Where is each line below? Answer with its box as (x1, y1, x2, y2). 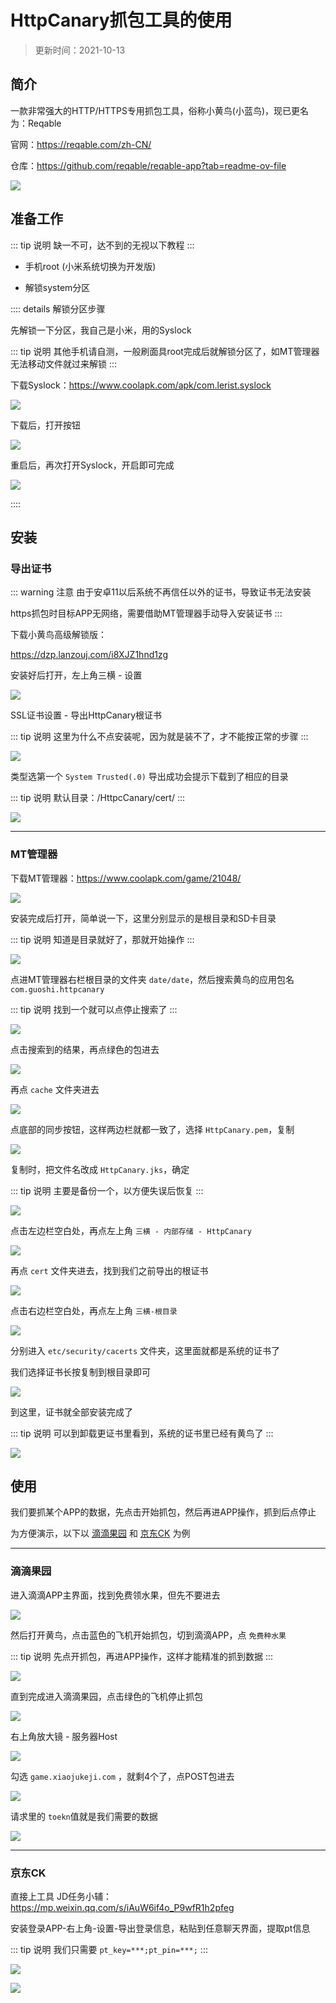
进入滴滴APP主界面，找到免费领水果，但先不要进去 (10, 1589, 221, 1601)
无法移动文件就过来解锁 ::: (10, 357, 118, 370)
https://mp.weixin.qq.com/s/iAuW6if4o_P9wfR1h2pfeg (10, 1901, 235, 1913)
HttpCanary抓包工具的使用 (10, 9, 233, 32)
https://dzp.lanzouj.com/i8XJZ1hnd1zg (10, 649, 169, 661)
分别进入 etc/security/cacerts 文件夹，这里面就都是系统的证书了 (10, 1344, 281, 1356)
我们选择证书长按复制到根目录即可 (10, 1366, 151, 1378)
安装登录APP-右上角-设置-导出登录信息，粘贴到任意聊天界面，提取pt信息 (10, 1922, 311, 1934)
